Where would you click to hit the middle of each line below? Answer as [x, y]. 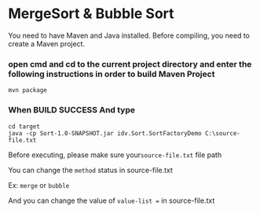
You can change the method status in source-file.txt [90, 170]
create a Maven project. [46, 43]
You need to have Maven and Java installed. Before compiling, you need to [129, 35]
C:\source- [223, 133]
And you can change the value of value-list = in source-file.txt [112, 200]
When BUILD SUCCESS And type [72, 110]
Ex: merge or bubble [39, 185]
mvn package [27, 90]
